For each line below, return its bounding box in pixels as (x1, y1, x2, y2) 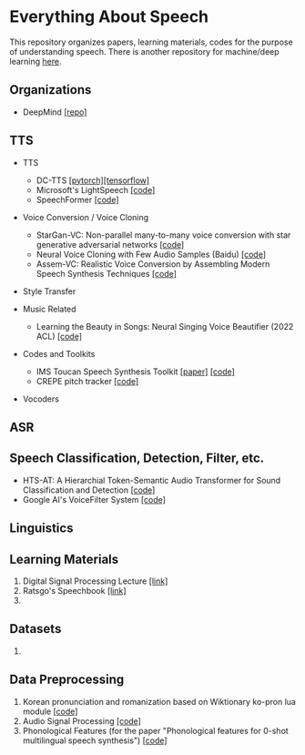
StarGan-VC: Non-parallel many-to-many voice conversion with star (36, 230, 291, 240)
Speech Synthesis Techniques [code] (36, 268, 178, 279)
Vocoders (22, 393, 59, 404)
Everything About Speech (9, 6, 209, 27)
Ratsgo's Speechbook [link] (22, 585, 127, 596)
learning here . (9, 56, 62, 66)
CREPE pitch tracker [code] (36, 375, 139, 386)
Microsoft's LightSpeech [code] (36, 184, 156, 195)
